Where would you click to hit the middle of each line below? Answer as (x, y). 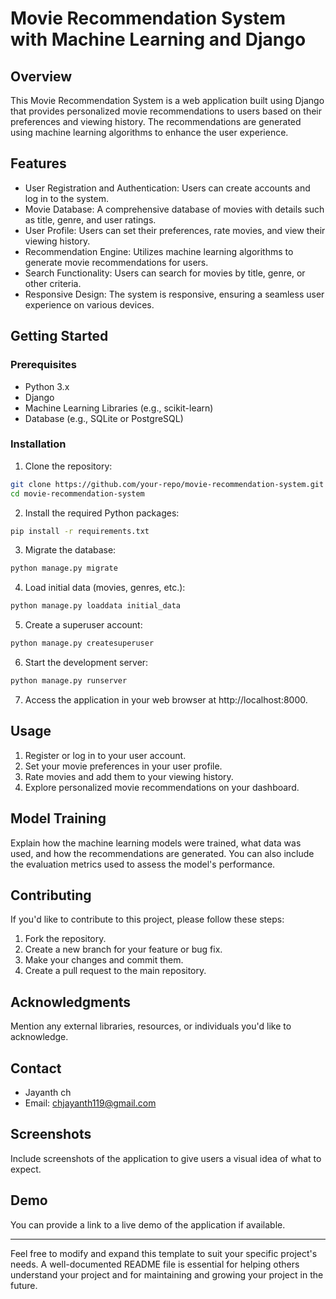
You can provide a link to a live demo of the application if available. (148, 1224)
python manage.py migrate (64, 568)
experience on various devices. (89, 304)
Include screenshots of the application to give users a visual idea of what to (166, 1158)
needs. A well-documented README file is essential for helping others (155, 1264)
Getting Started (59, 336)
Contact (36, 1068)
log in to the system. (66, 198)
